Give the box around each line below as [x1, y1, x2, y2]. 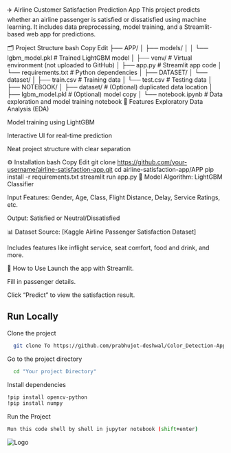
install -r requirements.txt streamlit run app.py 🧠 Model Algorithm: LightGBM [7, 173, 223, 181]
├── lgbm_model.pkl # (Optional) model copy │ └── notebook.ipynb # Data [7, 90, 223, 98]
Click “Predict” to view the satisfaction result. [7, 291, 135, 299]
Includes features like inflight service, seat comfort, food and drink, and [7, 243, 210, 252]
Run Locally [7, 311, 58, 322]
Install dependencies [7, 380, 67, 388]
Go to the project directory [7, 355, 82, 363]
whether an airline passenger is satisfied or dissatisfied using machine [7, 16, 207, 23]
